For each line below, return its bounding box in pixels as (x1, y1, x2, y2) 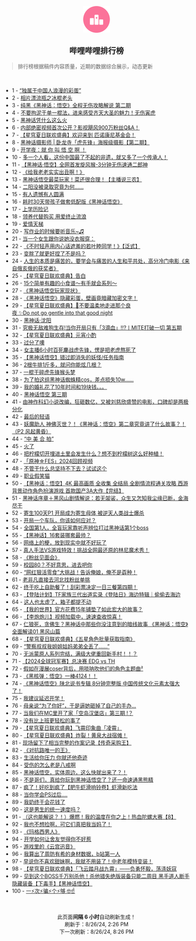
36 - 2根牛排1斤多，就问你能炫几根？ (11, 361, 102, 368)
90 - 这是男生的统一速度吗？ (11, 806, 81, 813)
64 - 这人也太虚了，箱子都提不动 (11, 598, 92, 605)
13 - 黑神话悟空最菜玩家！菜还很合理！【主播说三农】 (11, 176, 142, 183)
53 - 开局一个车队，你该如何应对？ (11, 516, 97, 524)
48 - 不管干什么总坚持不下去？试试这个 (11, 465, 107, 472)
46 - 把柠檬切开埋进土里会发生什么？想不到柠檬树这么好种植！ (11, 450, 164, 457)
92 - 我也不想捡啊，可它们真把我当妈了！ (11, 821, 113, 828)
